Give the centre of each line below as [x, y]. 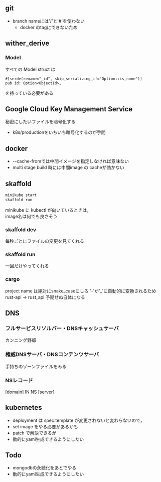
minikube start [21, 195]
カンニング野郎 [21, 340]
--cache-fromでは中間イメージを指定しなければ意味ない [71, 161]
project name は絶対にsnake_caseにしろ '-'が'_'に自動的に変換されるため [81, 291]
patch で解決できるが [34, 433]
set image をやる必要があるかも [45, 426]
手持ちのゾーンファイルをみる [36, 366]
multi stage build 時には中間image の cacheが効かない [68, 168]
